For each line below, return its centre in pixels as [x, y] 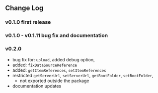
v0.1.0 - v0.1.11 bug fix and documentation [57, 36]
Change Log [24, 8]
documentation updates [37, 86]
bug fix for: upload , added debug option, [54, 59]
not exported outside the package [54, 81]
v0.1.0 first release [28, 22]
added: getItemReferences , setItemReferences [59, 70]
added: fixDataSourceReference [45, 65]
